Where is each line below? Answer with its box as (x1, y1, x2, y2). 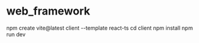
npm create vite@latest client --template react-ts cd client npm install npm (6, 24, 194, 31)
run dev (6, 30, 26, 38)
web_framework (6, 4, 91, 18)
